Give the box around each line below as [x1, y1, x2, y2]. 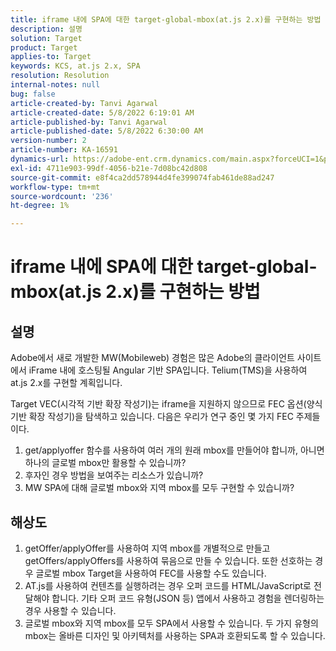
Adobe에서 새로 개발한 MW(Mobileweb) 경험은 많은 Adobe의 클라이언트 [10, 352, 295, 364]
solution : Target [10, 33, 83, 43]
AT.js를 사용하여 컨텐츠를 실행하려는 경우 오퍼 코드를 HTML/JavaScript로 [24, 579, 312, 591]
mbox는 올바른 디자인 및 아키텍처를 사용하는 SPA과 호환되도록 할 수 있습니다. [24, 629, 326, 641]
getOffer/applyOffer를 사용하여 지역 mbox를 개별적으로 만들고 [24, 542, 271, 554]
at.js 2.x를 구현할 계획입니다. [10, 377, 123, 389]
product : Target [10, 42, 78, 53]
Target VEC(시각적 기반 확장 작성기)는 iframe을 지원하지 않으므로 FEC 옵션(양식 [10, 398, 323, 410]
